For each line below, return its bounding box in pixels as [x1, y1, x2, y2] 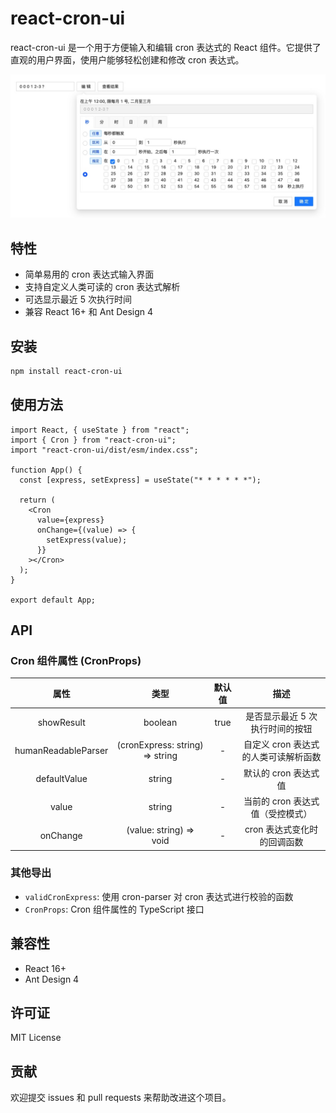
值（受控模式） [250, 807, 313, 819]
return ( [19, 495, 56, 505]
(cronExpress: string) [116, 739, 204, 751]
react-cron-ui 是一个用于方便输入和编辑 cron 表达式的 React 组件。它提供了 [10, 41, 322, 53]
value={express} [36, 515, 105, 525]
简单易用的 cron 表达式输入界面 [24, 268, 155, 281]
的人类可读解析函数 [241, 751, 322, 763]
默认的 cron [243, 767, 292, 779]
